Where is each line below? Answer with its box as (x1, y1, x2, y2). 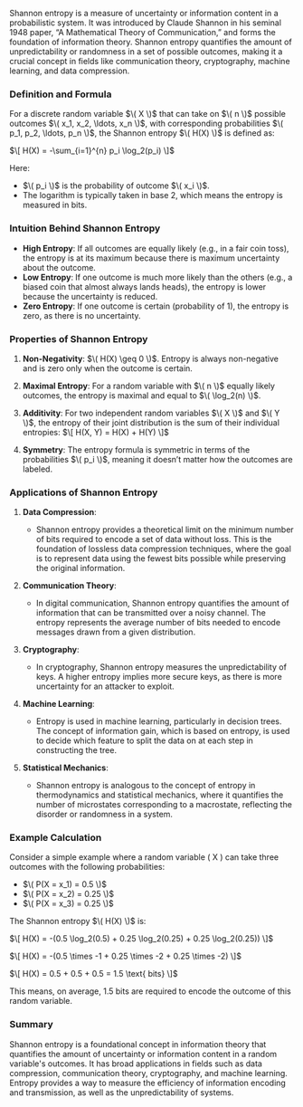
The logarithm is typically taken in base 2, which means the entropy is (22, 190, 283, 201)
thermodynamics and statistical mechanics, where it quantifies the (35, 789, 284, 800)
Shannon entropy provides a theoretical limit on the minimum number (35, 524, 294, 535)
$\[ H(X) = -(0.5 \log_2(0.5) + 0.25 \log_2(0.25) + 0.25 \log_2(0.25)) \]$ (9, 933, 274, 944)
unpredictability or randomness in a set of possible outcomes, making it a (9, 46, 283, 57)
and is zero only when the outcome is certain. (22, 362, 193, 374)
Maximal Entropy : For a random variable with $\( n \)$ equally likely (22, 380, 276, 391)
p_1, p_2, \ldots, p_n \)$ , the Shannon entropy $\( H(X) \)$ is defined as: (9, 128, 275, 138)
